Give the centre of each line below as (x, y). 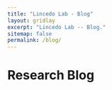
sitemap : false (30, 34)
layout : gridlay (31, 21)
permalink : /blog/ (34, 40)
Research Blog (51, 75)
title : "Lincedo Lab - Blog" (50, 14)
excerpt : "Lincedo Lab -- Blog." (57, 27)
